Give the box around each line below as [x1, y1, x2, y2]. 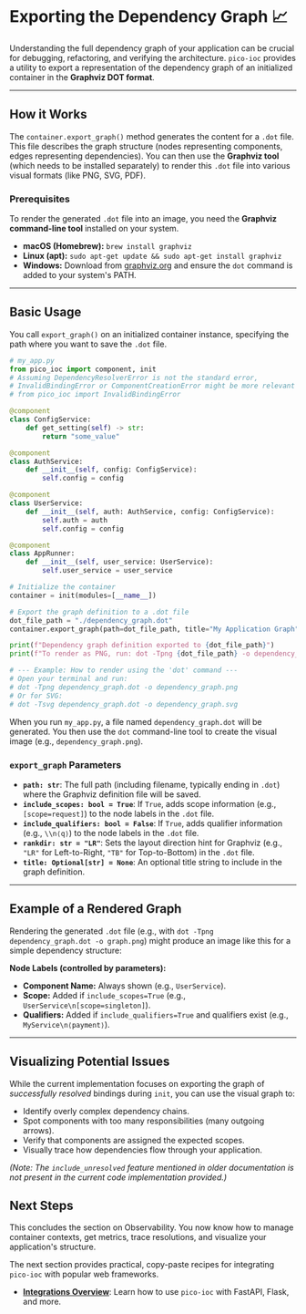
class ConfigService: [9, 415, 92, 424]
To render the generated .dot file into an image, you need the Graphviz [9, 213, 278, 224]
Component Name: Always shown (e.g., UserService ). [22, 980, 227, 991]
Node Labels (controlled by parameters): [9, 962, 167, 973]
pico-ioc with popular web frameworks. [9, 1268, 159, 1280]
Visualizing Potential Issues [9, 1054, 170, 1070]
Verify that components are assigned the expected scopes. [22, 1134, 245, 1145]
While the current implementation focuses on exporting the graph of [9, 1078, 265, 1089]
